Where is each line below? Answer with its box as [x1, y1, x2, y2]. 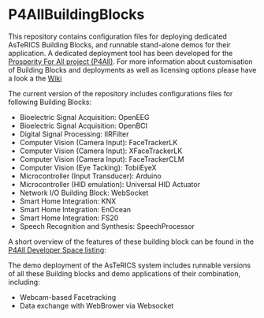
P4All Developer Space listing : [8, 245, 106, 254]
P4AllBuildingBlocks [8, 6, 145, 24]
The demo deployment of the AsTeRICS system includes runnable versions [8, 260, 251, 270]
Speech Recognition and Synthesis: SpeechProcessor [19, 221, 195, 230]
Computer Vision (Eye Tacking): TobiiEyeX [19, 163, 157, 172]
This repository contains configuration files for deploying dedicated [8, 32, 227, 41]
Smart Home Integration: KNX [19, 196, 117, 206]
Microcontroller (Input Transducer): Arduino [19, 171, 162, 181]
